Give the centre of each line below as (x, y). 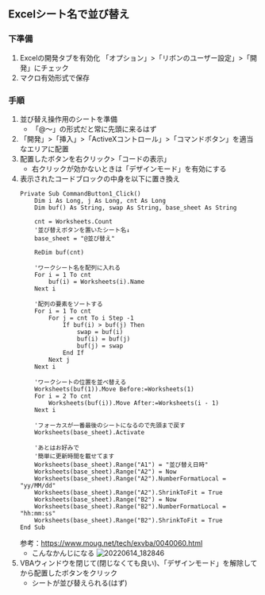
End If (73, 352)
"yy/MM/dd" (38, 485)
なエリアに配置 (44, 149)
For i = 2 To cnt (63, 396)
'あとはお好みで (57, 448)
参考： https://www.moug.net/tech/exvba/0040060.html (111, 542)
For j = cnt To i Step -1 (91, 318)
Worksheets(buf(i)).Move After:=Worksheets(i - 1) (134, 403)
